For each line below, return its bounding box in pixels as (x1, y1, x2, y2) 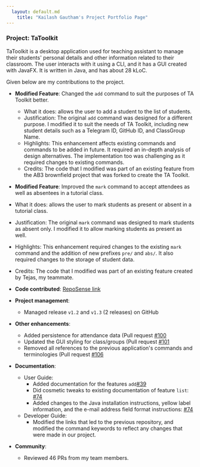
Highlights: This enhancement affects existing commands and (23, 139, 176, 146)
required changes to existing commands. (23, 158, 125, 166)
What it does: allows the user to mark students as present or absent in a (14, 201, 192, 208)
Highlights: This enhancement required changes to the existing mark (14, 243, 182, 250)
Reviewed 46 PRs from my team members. (23, 454, 129, 461)
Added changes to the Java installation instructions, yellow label (32, 399, 191, 407)
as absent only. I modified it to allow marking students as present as (14, 225, 182, 232)
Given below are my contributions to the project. (6, 78, 125, 86)
